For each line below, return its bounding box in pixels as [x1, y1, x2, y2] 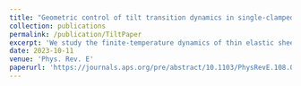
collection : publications [9, 21, 106, 30]
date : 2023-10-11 [9, 47, 74, 56]
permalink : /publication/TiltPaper [9, 30, 142, 39]
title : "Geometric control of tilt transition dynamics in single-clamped [9, 13, 295, 22]
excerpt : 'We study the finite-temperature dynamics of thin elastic [9, 38, 275, 47]
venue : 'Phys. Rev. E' [9, 55, 94, 64]
